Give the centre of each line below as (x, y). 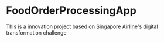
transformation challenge (36, 32)
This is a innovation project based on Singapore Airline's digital (82, 26)
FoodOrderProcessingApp (71, 11)
